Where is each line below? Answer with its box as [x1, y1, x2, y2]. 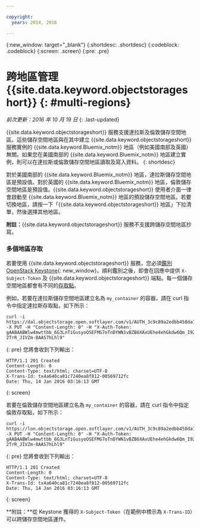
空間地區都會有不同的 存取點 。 [6, 282, 79, 289]
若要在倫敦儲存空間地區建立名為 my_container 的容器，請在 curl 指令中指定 [6, 401, 189, 408]
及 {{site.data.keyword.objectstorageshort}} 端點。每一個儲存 [42, 274, 193, 282]
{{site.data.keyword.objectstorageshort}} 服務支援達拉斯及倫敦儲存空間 [6, 129, 182, 136]
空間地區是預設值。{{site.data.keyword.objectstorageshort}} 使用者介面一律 [6, 186, 192, 193]
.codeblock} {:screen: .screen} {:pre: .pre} [6, 47, 110, 54]
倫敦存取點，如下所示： [6, 408, 64, 415]
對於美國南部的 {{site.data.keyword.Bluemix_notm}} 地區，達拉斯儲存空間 [6, 171, 186, 179]
